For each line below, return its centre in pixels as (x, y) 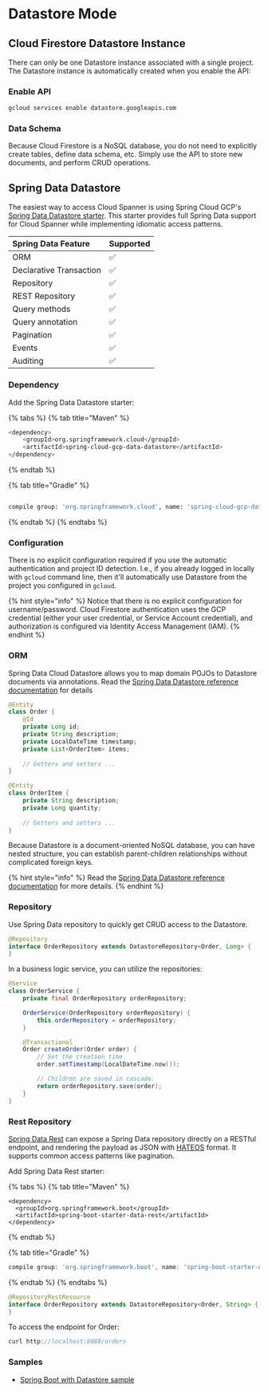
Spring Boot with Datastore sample (77, 1379)
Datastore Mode (63, 14)
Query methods (41, 310)
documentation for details (51, 690)
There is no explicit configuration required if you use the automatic (118, 560)
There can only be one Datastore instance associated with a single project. (131, 62)
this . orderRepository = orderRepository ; (107, 1020)
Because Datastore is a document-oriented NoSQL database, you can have (132, 846)
